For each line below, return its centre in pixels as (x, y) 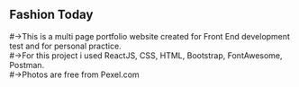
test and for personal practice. (65, 46)
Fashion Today (51, 15)
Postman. (27, 65)
